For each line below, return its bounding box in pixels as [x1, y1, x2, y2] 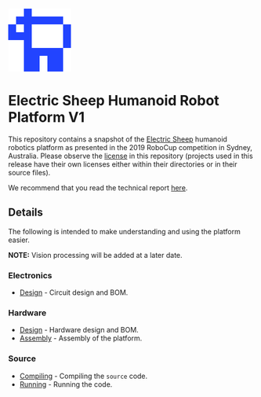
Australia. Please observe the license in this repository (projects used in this [8, 151, 253, 160]
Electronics [8, 270, 53, 281]
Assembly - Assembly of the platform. [19, 333, 143, 343]
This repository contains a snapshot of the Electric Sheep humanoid [8, 134, 227, 144]
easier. [8, 235, 30, 244]
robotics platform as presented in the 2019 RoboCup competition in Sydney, [8, 142, 253, 152]
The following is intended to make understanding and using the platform [8, 226, 241, 236]
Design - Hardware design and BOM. [19, 325, 139, 335]
